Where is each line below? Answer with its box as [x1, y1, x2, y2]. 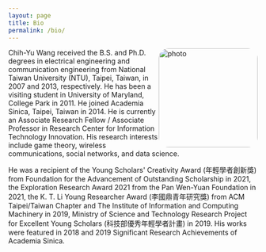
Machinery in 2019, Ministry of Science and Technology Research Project [8, 209, 248, 219]
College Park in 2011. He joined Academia [8, 98, 144, 108]
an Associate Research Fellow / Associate [8, 116, 145, 125]
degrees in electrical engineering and [8, 56, 131, 66]
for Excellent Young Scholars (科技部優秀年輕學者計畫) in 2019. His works [8, 219, 247, 228]
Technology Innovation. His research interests [8, 132, 158, 142]
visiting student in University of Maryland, [8, 90, 145, 100]
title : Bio [8, 19, 44, 27]
